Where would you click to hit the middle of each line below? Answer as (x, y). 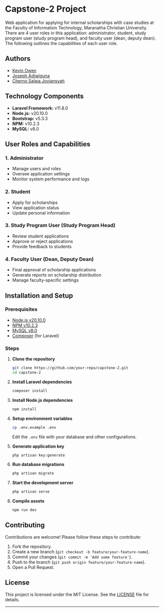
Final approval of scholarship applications (54, 270)
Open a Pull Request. (33, 567)
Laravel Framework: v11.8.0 (40, 108)
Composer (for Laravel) (36, 335)
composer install (30, 391)
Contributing (25, 525)
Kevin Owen (24, 70)
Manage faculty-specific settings (45, 280)
